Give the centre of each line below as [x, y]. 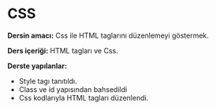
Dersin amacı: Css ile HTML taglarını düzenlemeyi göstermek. [108, 35]
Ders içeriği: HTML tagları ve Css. [63, 50]
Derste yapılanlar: [37, 66]
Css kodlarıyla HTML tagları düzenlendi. [84, 97]
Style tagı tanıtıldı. [48, 81]
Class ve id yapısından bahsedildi [73, 89]
